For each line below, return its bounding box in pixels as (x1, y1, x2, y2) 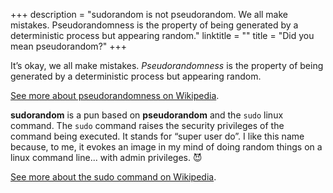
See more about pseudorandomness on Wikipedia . (10, 90, 220, 101)
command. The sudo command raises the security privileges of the (10, 120, 285, 131)
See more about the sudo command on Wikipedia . (10, 171, 217, 183)
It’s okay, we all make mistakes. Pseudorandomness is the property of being (10, 60, 324, 71)
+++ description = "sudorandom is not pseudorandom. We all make (10, 9, 289, 20)
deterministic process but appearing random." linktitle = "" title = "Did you (10, 30, 315, 41)
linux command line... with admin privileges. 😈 (10, 152, 203, 163)
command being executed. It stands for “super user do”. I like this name (10, 130, 305, 142)
